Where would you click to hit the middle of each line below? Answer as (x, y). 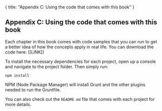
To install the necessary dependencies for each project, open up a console (81, 61)
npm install (17, 75)
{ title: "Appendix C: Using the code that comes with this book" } (70, 7)
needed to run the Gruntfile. (33, 90)
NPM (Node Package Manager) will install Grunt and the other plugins (75, 84)
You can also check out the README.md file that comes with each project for (80, 99)
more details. (18, 104)
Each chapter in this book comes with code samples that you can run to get (81, 41)
